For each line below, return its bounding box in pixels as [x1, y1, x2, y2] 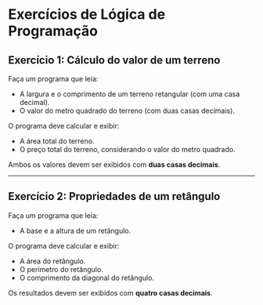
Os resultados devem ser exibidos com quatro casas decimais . [8, 288, 213, 297]
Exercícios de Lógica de [8, 5, 166, 24]
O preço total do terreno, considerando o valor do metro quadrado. [19, 145, 236, 154]
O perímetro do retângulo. [19, 264, 103, 274]
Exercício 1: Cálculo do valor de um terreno [8, 53, 221, 67]
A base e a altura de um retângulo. [19, 226, 131, 235]
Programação [8, 22, 98, 40]
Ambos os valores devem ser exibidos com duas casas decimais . [8, 160, 221, 169]
